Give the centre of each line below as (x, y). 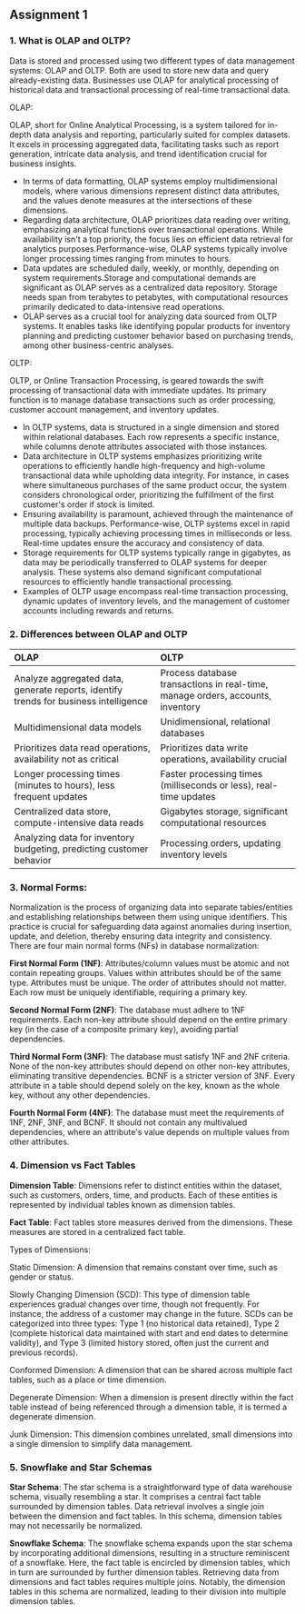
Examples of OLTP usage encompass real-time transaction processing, (155, 591)
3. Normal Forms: (49, 887)
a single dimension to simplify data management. (101, 1443)
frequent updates (51, 796)
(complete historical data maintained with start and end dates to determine (149, 1333)
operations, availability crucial (224, 759)
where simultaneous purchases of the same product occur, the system (155, 484)
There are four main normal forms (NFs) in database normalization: (135, 946)
